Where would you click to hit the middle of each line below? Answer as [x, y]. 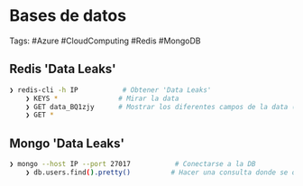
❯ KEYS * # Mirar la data [102, 98]
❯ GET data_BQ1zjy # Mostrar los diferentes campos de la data [157, 107]
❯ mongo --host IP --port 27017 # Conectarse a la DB [133, 164]
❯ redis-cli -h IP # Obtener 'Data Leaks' [110, 90]
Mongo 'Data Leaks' [67, 143]
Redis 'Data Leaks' [63, 69]
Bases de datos [68, 16]
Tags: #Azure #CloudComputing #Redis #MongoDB [105, 41]
